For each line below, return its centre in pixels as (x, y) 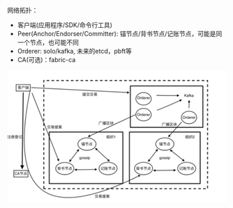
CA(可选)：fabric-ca (46, 60)
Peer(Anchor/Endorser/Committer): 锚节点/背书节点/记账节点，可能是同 (120, 34)
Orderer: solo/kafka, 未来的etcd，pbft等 (75, 51)
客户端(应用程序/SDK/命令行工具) (65, 25)
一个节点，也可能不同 (48, 42)
